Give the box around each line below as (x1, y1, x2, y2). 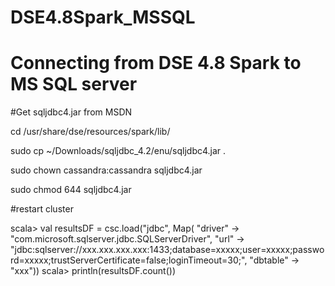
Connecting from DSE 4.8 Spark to (10, 52, 302, 75)
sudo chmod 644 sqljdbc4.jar (10, 184, 132, 196)
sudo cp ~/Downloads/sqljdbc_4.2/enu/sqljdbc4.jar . (10, 145, 227, 157)
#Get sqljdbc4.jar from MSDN (10, 106, 133, 118)
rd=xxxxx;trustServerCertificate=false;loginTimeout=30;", (10, 254, 248, 266)
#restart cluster (10, 203, 74, 215)
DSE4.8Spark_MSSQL (10, 6, 196, 29)
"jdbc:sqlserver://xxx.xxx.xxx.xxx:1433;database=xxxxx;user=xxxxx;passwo (10, 244, 325, 256)
